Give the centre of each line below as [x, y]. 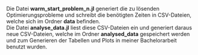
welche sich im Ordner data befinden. [53, 21]
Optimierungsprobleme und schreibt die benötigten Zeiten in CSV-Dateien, [99, 15]
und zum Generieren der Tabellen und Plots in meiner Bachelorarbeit [91, 40]
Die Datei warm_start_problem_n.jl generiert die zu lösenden [83, 9]
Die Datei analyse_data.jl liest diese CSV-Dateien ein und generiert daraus [99, 27]
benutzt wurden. [27, 47]
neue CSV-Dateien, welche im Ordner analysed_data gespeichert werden [98, 34]
